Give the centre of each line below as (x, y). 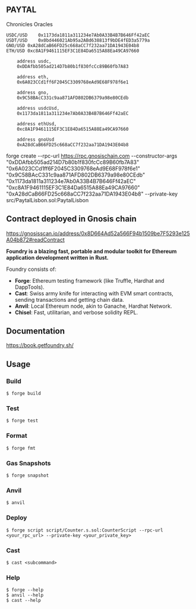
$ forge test (22, 421)
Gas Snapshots (29, 463)
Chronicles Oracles (30, 24)
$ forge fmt (21, 448)
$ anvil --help (25, 595)
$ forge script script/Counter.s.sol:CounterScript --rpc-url (85, 530)
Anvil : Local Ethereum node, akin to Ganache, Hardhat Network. (93, 306)
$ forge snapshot (28, 476)
